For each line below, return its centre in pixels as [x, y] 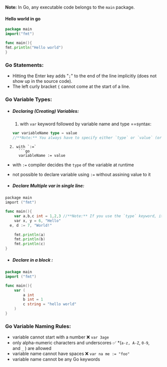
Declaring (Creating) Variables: [45, 111]
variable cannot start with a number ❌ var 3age [61, 337]
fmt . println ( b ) [30, 239]
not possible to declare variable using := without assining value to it [82, 174]
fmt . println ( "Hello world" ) [34, 47]
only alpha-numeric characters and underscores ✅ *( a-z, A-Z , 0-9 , [81, 343]
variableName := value [42, 155]
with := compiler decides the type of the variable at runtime [73, 165]
